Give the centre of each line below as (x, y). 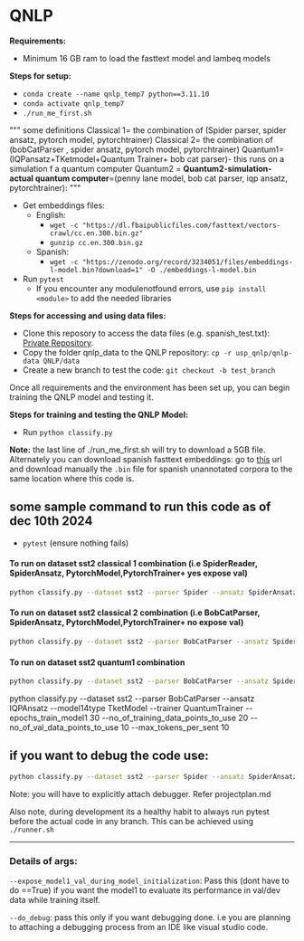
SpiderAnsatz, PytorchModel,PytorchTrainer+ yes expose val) (128, 573)
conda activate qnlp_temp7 (73, 104)
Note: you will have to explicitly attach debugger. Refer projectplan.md (140, 794)
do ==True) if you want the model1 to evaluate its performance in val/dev (145, 890)
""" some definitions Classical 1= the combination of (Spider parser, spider (148, 130)
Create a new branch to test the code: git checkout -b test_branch (149, 370)
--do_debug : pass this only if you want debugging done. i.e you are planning (150, 917)
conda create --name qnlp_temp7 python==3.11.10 (116, 94)
